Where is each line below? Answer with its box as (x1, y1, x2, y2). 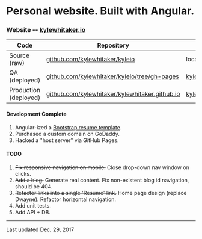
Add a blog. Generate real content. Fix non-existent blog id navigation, (14, 176, 189, 184)
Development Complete (6, 110, 67, 118)
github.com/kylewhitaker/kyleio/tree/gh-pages (46, 72, 179, 81)
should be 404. (14, 182, 53, 190)
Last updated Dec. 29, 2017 (6, 226, 75, 233)
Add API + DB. (14, 208, 51, 216)
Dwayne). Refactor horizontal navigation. (14, 196, 116, 203)
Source (9, 51, 30, 60)
